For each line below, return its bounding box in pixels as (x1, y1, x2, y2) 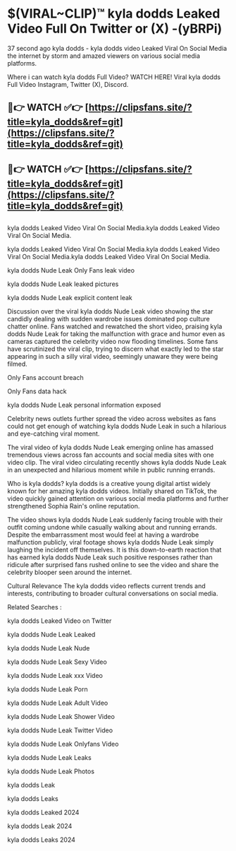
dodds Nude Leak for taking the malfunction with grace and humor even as (7, 330, 225, 338)
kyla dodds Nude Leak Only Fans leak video (7, 266, 135, 275)
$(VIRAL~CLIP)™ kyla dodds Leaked (7, 6, 221, 22)
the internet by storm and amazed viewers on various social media (7, 52, 201, 60)
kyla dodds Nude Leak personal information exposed (7, 401, 161, 410)
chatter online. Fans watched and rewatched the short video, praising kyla (7, 322, 223, 331)
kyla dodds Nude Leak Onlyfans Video (7, 740, 119, 749)
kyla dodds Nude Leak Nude (7, 644, 90, 653)
